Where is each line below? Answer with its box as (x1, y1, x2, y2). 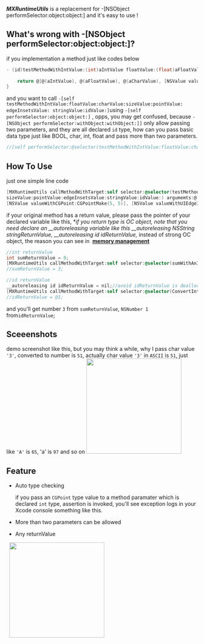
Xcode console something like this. (15, 507, 103, 514)
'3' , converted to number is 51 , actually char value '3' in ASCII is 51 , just (6, 352, 188, 359)
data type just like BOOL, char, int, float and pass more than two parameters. (6, 132, 198, 140)
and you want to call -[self (6, 94, 75, 102)
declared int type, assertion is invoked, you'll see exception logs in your (15, 500, 196, 508)
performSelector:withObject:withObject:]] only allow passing (33, 119, 190, 127)
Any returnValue (15, 530, 56, 538)
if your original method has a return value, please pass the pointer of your (6, 211, 191, 219)
